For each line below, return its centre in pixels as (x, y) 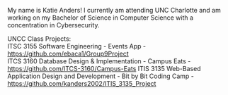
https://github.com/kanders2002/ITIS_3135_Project (82, 83)
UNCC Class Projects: (39, 39)
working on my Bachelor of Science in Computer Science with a (100, 18)
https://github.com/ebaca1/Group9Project (68, 53)
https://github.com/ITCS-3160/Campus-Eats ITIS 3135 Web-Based (104, 69)
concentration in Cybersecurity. (53, 25)
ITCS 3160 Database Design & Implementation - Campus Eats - (99, 61)
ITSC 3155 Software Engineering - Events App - (77, 46)
